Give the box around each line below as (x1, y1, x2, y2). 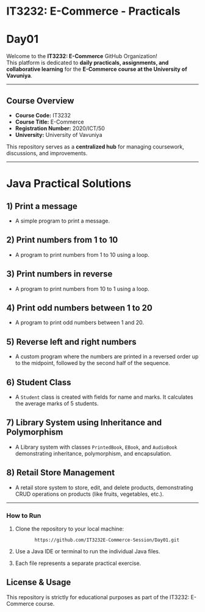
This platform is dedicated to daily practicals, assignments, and (6, 59, 169, 67)
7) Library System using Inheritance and (6, 418, 162, 428)
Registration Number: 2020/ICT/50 (15, 124, 105, 132)
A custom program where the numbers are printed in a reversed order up (15, 353, 199, 360)
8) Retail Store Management (6, 468, 115, 478)
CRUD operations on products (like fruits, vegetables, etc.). (15, 490, 164, 498)
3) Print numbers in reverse (6, 269, 113, 279)
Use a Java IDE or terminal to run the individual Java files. (15, 547, 160, 555)
